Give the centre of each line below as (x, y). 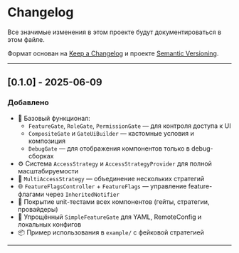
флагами (31, 194)
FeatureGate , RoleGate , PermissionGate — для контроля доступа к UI (129, 126)
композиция (47, 141)
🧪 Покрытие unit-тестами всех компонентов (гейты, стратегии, (113, 201)
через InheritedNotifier (83, 194)
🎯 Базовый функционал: (54, 118)
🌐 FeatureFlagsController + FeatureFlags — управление (102, 186)
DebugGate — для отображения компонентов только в (109, 148)
